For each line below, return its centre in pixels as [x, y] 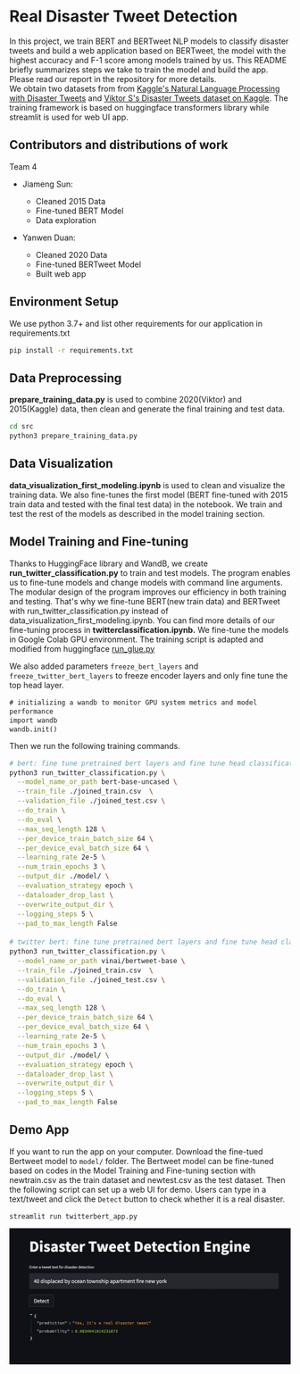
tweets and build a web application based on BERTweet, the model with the [148, 50]
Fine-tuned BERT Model [79, 211]
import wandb [33, 720]
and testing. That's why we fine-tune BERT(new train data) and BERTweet [145, 601]
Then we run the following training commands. [95, 745]
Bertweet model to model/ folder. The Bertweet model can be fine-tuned [142, 1161]
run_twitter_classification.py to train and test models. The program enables [150, 572]
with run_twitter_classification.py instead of [89, 611]
